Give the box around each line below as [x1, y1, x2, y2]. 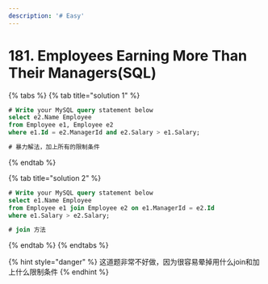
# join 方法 [8, 226, 46, 234]
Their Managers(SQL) [8, 64, 157, 81]
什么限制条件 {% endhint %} [15, 267, 109, 277]
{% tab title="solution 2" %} [8, 173, 102, 182]
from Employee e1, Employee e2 [8, 121, 114, 129]
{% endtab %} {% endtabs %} [8, 240, 109, 250]
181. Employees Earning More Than [8, 46, 248, 65]
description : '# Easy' [8, 11, 85, 20]
